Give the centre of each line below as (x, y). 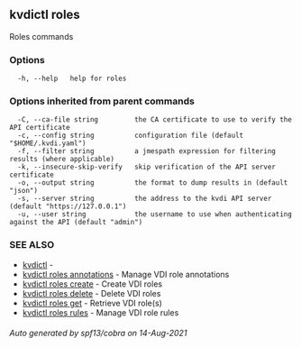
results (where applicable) (62, 160)
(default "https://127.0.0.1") (68, 206)
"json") (24, 191)
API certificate (40, 128)
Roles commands (41, 36)
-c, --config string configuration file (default (131, 136)
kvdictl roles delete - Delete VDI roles (91, 293)
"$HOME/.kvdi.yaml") (48, 143)
